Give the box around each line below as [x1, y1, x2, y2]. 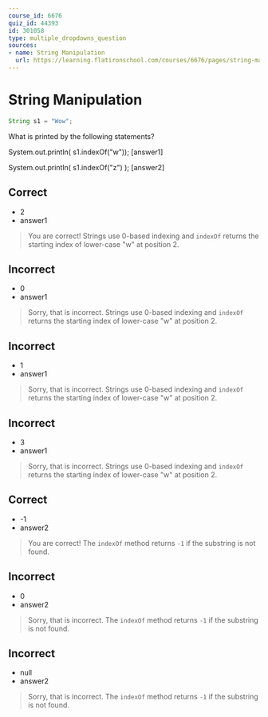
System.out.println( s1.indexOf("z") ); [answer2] [8, 162, 165, 172]
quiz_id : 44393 [8, 19, 59, 27]
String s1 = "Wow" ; [8, 117, 73, 125]
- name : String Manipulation [8, 49, 105, 57]
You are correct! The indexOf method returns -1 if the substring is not [27, 538, 256, 548]
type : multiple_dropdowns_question [8, 34, 127, 42]
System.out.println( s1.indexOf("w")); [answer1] [8, 147, 164, 157]
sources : [8, 42, 37, 50]
